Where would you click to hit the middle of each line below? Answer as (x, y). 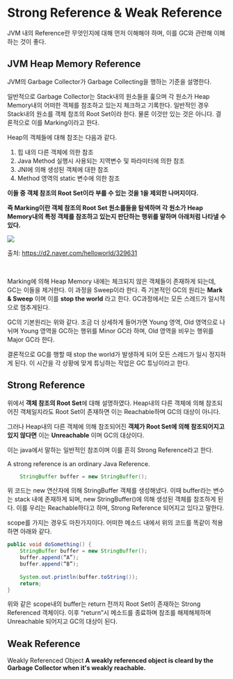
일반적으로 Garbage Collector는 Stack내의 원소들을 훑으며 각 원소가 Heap (109, 96)
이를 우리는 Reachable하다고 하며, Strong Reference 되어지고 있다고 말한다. (120, 508)
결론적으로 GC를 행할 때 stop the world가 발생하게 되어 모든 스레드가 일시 (107, 354)
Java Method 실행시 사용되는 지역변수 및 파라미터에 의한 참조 (101, 161)
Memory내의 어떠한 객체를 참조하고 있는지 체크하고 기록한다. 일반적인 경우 (108, 105)
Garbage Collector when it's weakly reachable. (77, 668)
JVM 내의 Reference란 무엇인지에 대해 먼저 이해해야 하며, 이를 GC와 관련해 (110, 33)
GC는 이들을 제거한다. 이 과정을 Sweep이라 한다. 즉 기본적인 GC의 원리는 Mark (115, 289)
